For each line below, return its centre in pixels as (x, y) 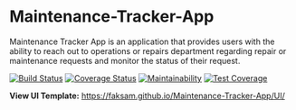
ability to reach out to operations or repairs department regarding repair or (148, 50)
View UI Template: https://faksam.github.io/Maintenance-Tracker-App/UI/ (147, 96)
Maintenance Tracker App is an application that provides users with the (142, 41)
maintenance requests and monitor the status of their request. (125, 60)
